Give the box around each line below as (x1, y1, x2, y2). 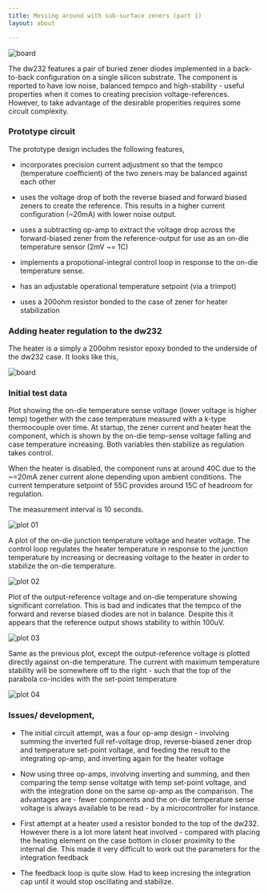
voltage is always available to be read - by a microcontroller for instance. (19, 803, 260, 812)
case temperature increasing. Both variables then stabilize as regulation (8, 439, 245, 449)
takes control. (8, 448, 54, 458)
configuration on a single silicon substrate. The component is (35, 72, 238, 82)
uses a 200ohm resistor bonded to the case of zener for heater (19, 297, 228, 307)
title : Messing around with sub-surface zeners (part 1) (8, 11, 202, 20)
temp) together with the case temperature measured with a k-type (8, 414, 226, 424)
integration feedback (19, 852, 90, 862)
